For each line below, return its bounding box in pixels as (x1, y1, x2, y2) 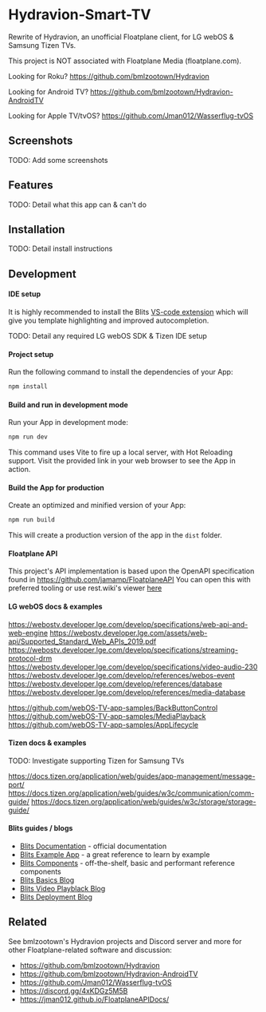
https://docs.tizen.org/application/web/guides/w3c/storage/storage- (30, 796, 256, 806)
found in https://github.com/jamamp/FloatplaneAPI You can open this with (8, 575, 251, 585)
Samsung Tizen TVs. (8, 40, 76, 50)
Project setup (8, 349, 54, 359)
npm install (8, 383, 48, 391)
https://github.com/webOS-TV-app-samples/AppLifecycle (8, 720, 199, 729)
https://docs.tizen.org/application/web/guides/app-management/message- (8, 771, 256, 780)
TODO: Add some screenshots (8, 155, 108, 165)
